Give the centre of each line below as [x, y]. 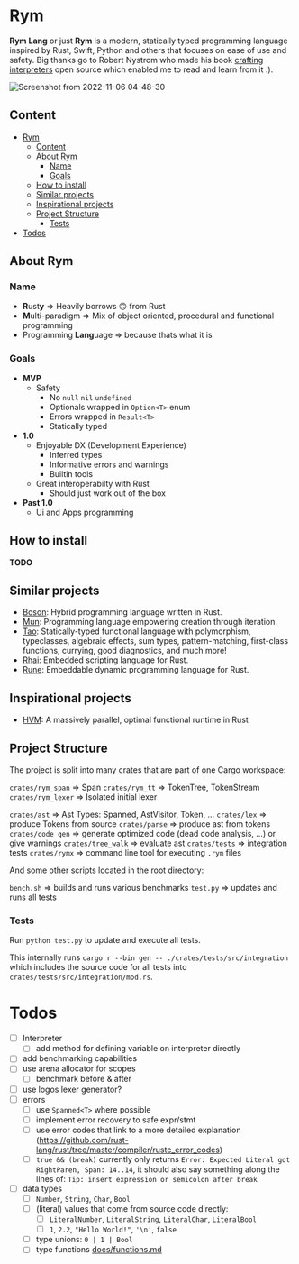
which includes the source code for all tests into [98, 967]
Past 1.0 [37, 502]
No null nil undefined [91, 397]
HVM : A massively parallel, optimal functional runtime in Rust [136, 720]
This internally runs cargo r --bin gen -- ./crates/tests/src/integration [149, 957]
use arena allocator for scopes [79, 1068]
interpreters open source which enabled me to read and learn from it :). [141, 69]
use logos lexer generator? [72, 1089]
